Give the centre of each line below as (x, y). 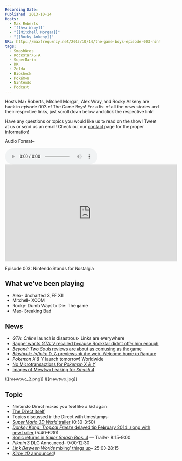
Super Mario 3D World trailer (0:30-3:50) (54, 422)
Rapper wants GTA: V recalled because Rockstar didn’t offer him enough (85, 344)
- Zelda (17, 69)
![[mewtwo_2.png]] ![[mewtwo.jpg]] (41, 379)
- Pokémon (19, 78)
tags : (11, 46)
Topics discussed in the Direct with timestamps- (61, 417)
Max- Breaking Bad (32, 311)
